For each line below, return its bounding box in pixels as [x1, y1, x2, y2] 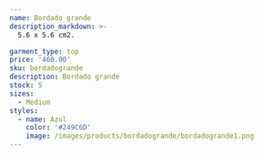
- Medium [17, 98, 51, 107]
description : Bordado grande [9, 72, 120, 82]
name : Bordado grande [9, 13, 92, 23]
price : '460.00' [9, 56, 71, 65]
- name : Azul [17, 115, 67, 124]
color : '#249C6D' [25, 123, 92, 132]
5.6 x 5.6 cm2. [17, 30, 76, 39]
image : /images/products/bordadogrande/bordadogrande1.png [25, 131, 255, 141]
